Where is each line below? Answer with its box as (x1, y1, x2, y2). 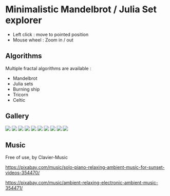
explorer (5, 14, 42, 26)
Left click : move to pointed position (12, 31, 89, 37)
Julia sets (12, 80, 33, 86)
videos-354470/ (5, 170, 40, 176)
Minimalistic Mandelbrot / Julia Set (5, 4, 157, 15)
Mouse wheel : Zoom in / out (12, 37, 73, 43)
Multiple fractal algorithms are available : (5, 65, 91, 71)
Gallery (5, 112, 29, 121)
